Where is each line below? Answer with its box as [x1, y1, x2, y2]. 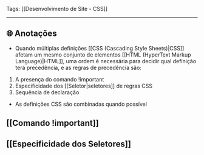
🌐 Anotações [6, 29, 57, 39]
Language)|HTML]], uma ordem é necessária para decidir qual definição [15, 57, 197, 64]
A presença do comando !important [15, 75, 104, 83]
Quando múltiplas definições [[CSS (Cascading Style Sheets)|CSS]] [15, 44, 185, 52]
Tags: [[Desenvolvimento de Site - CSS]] [6, 5, 108, 12]
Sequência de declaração [15, 88, 80, 96]
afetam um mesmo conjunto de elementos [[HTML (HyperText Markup [15, 51, 191, 58]
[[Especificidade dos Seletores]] [6, 139, 132, 149]
